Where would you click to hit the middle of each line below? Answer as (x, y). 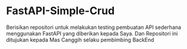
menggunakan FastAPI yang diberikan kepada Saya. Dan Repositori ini (92, 33)
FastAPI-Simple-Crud (60, 11)
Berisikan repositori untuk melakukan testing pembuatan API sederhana (94, 27)
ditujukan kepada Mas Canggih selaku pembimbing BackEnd (80, 40)
